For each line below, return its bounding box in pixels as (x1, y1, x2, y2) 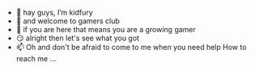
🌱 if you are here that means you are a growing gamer (15, 25, 197, 34)
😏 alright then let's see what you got (15, 33, 140, 43)
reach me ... (15, 54, 57, 64)
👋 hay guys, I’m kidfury (15, 8, 93, 17)
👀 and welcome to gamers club (15, 16, 120, 26)
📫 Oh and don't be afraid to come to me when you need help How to (15, 43, 247, 51)
